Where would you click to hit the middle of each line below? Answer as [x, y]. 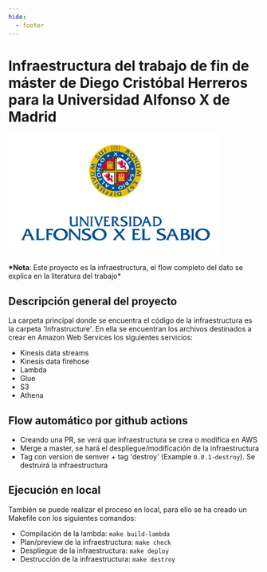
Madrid [33, 117]
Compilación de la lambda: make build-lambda [94, 533]
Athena [31, 395]
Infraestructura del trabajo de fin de [129, 66]
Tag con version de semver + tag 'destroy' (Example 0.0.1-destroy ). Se [137, 457]
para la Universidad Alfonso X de [119, 99]
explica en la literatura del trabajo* [65, 276]
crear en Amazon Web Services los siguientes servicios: [100, 338]
